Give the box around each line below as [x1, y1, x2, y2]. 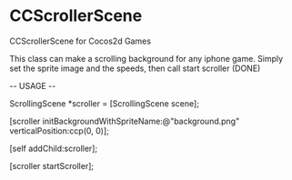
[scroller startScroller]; [9, 160, 95, 171]
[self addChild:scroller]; [9, 143, 98, 154]
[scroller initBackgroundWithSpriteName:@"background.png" [9, 115, 240, 126]
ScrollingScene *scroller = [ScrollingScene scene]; [9, 97, 200, 109]
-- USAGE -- [9, 80, 56, 91]
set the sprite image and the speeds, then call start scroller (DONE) [9, 63, 261, 74]
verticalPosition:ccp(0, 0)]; [9, 125, 109, 136]
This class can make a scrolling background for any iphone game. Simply [9, 53, 284, 64]
